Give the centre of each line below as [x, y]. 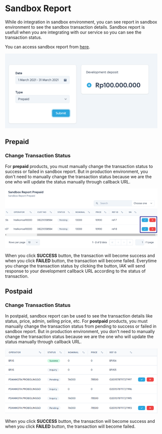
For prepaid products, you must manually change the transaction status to [79, 166]
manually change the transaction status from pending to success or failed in [81, 326]
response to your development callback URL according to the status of [75, 271]
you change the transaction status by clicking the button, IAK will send [75, 266]
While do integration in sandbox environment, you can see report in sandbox [81, 22]
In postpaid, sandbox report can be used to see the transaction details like [79, 316]
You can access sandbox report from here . [48, 47]
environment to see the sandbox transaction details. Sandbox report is [75, 27]
